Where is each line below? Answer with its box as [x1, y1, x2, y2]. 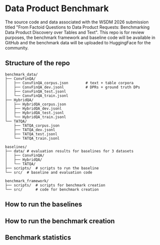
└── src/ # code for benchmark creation [5, 187, 99, 192]
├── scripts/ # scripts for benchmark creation [5, 183, 106, 188]
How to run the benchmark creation [5, 217, 115, 225]
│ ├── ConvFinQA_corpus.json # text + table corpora [5, 80, 134, 85]
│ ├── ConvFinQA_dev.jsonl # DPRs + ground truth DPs [5, 85, 140, 90]
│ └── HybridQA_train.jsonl [5, 114, 67, 119]
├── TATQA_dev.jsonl [14, 127, 55, 132]
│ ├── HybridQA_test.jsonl [5, 110, 64, 115]
